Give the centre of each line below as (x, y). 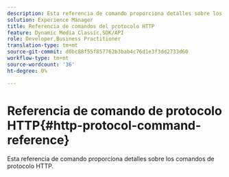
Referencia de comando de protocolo (115, 111)
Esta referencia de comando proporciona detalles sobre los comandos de (111, 159)
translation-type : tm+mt (43, 45)
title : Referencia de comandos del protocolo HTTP (81, 26)
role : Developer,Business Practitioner (64, 39)
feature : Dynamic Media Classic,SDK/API (66, 33)
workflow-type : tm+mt (38, 58)
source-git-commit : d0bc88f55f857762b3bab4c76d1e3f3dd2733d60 (98, 52)
